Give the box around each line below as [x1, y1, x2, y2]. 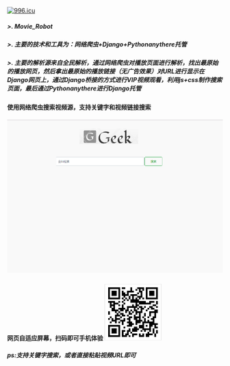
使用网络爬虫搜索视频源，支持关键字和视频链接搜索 [7, 103, 151, 111]
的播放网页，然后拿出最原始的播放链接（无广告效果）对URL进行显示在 [7, 67, 205, 75]
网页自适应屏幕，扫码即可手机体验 [7, 334, 103, 342]
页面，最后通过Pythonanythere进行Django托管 [7, 84, 142, 92]
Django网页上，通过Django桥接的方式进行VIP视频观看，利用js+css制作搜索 [7, 76, 222, 84]
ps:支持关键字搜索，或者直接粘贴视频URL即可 [7, 351, 136, 359]
